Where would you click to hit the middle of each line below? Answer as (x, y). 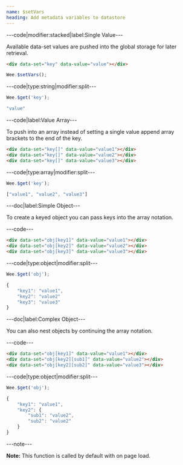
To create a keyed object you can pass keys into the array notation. (90, 217)
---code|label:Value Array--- (42, 120)
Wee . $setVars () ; (27, 75)
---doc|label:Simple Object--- (43, 206)
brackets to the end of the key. (44, 138)
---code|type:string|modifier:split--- (51, 87)
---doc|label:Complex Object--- (46, 319)
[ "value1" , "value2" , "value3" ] (47, 194)
